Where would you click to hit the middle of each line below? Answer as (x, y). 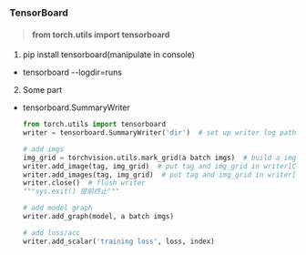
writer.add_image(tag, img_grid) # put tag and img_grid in (141, 166)
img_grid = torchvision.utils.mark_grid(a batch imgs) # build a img (159, 158)
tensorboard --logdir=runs (72, 72)
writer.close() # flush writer (84, 183)
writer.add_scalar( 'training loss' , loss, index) (119, 241)
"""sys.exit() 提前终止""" (71, 192)
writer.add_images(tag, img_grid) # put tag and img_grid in (143, 175)
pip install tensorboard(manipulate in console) (109, 55)
